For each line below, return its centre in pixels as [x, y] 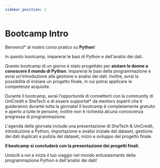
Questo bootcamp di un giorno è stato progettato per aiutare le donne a [77, 66]
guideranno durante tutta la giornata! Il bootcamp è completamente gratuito [80, 106]
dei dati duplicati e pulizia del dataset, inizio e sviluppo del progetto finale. [79, 136]
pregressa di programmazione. [36, 117]
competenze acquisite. [28, 86]
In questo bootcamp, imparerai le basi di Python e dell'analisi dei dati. [74, 56]
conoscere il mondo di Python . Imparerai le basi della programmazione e [78, 71]
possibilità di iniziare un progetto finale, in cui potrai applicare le [68, 81]
